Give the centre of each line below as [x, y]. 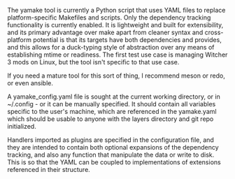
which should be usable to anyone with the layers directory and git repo [111, 119]
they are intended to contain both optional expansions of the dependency [113, 147]
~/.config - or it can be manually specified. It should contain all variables [112, 104]
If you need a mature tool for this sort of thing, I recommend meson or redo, [116, 76]
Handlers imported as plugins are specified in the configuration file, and [111, 140]
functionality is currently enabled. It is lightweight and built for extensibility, [115, 25]
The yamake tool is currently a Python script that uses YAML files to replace [116, 10]
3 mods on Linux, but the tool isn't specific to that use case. [93, 62]
